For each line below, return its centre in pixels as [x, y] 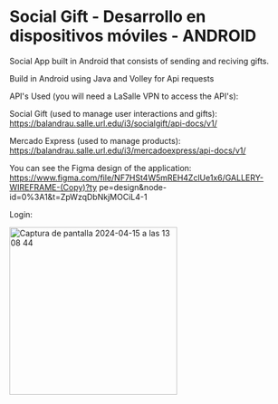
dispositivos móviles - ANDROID [133, 36]
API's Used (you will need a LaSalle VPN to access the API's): [124, 96]
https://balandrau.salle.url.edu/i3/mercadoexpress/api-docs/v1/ [128, 150]
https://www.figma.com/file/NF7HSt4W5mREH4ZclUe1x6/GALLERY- [137, 178]
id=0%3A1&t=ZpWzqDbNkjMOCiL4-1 [78, 197]
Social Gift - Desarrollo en [108, 17]
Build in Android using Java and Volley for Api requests [112, 78]
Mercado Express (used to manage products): [95, 140]
